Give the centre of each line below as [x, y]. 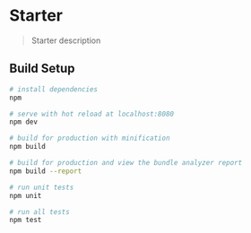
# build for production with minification [90, 138]
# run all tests [39, 211]
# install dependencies [54, 89]
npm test [26, 220]
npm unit [26, 195]
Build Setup [42, 69]
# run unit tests [42, 187]
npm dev [24, 122]
